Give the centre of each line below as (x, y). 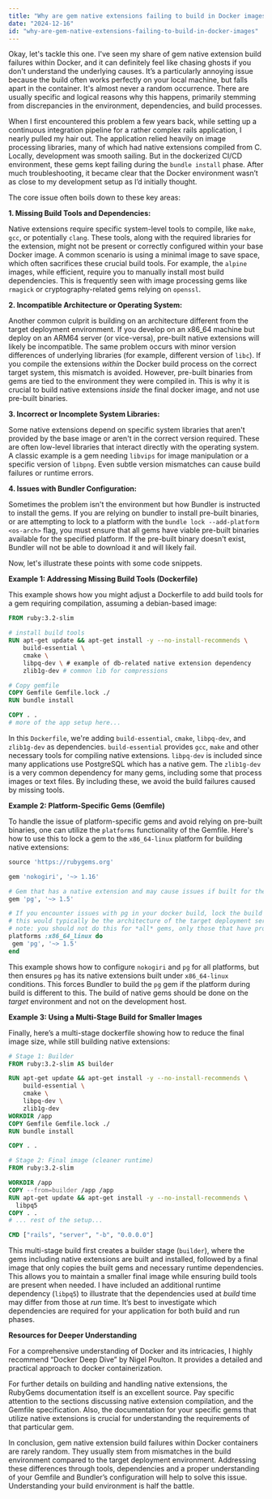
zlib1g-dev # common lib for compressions (96, 670)
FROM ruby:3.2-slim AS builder (61, 1064)
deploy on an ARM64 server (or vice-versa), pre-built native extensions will (134, 338)
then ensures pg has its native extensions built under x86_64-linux (119, 976)
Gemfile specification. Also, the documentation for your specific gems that (132, 1410)
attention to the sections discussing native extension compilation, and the (131, 1402)
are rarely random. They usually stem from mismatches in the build (120, 1452)
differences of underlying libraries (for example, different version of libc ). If (135, 355)
